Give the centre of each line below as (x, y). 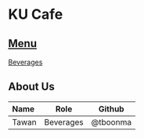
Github (111, 109)
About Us (31, 87)
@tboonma (111, 122)
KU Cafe (36, 15)
